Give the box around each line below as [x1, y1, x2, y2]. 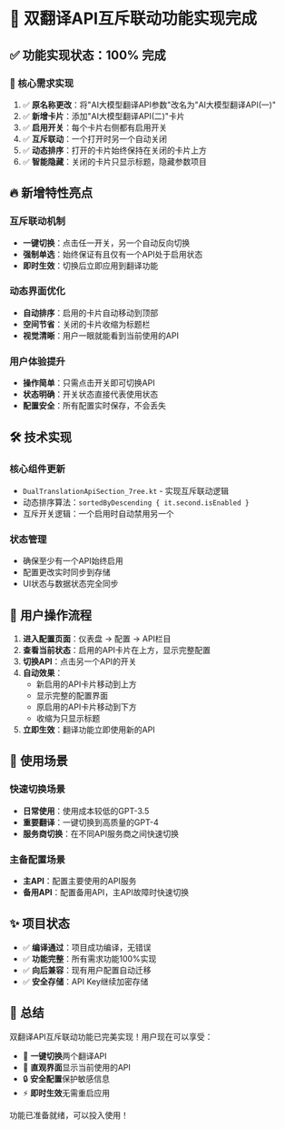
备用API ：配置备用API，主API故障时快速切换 [22, 886, 189, 897]
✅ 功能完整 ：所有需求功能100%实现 [22, 953, 157, 964]
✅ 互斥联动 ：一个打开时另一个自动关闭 [22, 133, 168, 144]
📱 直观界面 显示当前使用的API [22, 1062, 132, 1073]
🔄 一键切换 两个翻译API [22, 1050, 107, 1061]
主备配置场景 [9, 852, 66, 865]
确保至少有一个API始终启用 [22, 556, 124, 567]
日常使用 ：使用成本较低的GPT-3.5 [22, 805, 150, 816]
